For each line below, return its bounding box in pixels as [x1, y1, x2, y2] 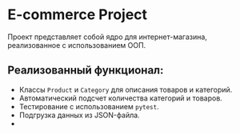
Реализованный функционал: [7, 64, 164, 77]
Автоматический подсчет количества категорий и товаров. [18, 93, 223, 103]
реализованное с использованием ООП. [7, 40, 146, 49]
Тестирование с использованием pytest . [18, 101, 159, 111]
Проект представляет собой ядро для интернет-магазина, [7, 32, 207, 41]
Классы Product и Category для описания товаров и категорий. [18, 85, 233, 94]
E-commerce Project [7, 6, 148, 24]
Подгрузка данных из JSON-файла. [18, 110, 141, 120]
